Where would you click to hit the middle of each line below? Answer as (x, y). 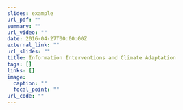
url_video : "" (27, 32)
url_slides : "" (29, 52)
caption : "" (30, 83)
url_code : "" (26, 96)
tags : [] (20, 64)
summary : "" (24, 26)
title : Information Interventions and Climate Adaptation (91, 58)
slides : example (30, 13)
